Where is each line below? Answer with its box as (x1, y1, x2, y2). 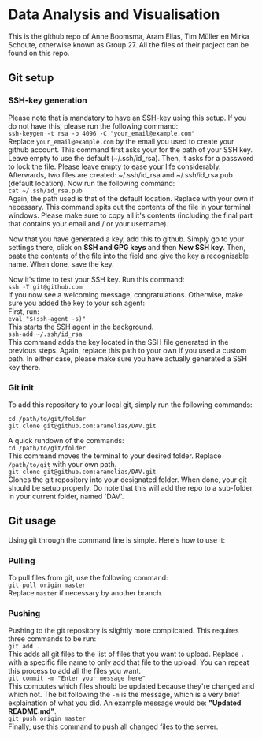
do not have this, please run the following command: (8, 121, 179, 131)
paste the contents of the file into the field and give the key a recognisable (8, 251, 249, 260)
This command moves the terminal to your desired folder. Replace (8, 451, 222, 461)
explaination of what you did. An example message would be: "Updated (8, 698, 242, 707)
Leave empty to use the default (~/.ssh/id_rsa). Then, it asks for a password (8, 153, 254, 162)
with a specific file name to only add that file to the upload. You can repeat (8, 658, 249, 667)
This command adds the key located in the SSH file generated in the (8, 337, 229, 346)
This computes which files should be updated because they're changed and (8, 681, 255, 691)
